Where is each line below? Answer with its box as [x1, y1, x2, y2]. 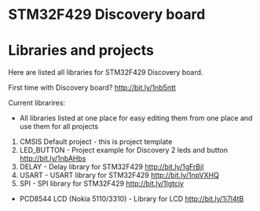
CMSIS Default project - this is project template [19, 137, 173, 146]
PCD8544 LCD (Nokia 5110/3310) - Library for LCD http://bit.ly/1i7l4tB [19, 194, 244, 204]
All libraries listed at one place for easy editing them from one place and [19, 113, 253, 123]
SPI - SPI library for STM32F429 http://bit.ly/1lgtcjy [19, 179, 185, 188]
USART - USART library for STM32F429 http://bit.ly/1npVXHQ [19, 171, 220, 180]
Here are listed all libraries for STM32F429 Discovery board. [8, 68, 203, 77]
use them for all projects [19, 122, 99, 131]
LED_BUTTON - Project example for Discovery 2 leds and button [19, 146, 228, 155]
